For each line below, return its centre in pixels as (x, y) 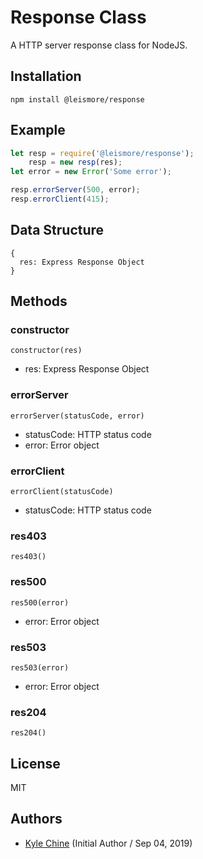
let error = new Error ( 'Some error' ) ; (91, 172)
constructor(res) (46, 351)
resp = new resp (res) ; (75, 162)
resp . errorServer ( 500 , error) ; (75, 190)
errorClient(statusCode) (62, 492)
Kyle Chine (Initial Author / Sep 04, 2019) (108, 843)
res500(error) (40, 602)
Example (38, 130)
